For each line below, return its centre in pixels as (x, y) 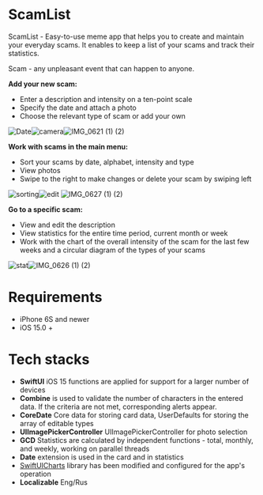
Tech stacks (49, 359)
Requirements (55, 297)
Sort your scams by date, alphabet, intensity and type (107, 162)
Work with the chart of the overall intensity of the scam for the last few (134, 241)
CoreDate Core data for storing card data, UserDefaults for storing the (134, 415)
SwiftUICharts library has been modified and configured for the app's (132, 465)
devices (32, 390)
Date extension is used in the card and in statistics (101, 457)
